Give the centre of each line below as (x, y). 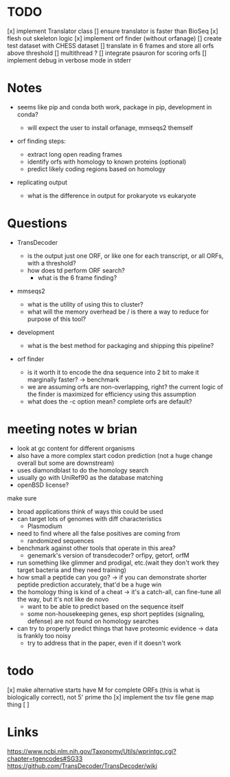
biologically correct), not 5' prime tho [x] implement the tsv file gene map (111, 697)
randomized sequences (61, 540)
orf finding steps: (42, 141)
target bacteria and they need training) (72, 570)
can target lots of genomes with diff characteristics (89, 518)
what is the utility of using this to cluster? (85, 304)
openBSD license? (43, 485)
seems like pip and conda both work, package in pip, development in (114, 107)
